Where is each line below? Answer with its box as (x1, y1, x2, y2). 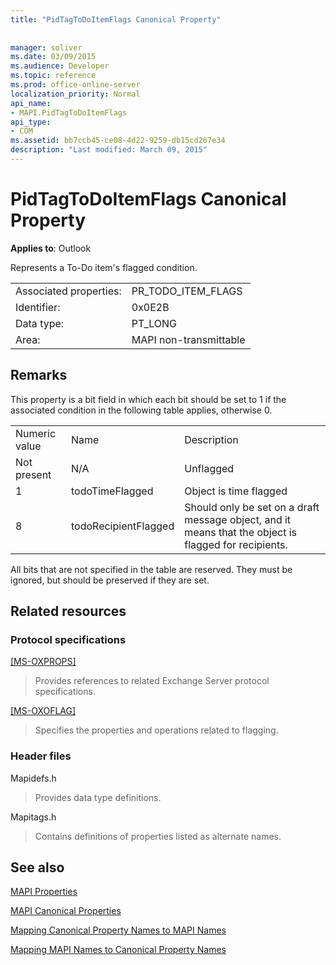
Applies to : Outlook (10, 242, 92, 254)
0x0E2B (131, 300, 170, 314)
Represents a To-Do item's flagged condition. (10, 261, 198, 273)
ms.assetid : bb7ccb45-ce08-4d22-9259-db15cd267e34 (10, 136, 226, 146)
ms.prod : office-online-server (10, 80, 141, 90)
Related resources (10, 603, 127, 620)
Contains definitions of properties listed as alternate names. (34, 830, 282, 842)
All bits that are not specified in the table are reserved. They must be (10, 563, 293, 575)
